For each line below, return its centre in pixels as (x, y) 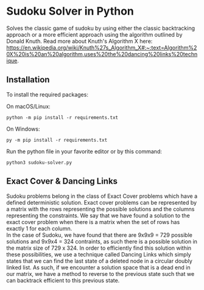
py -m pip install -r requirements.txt (57, 140)
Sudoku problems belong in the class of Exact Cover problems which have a (102, 196)
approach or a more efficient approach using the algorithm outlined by (94, 34)
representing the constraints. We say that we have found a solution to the (98, 216)
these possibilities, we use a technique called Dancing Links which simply (99, 254)
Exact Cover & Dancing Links (62, 181)
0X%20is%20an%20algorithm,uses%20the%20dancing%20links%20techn (102, 54)
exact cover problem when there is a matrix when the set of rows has (93, 222)
